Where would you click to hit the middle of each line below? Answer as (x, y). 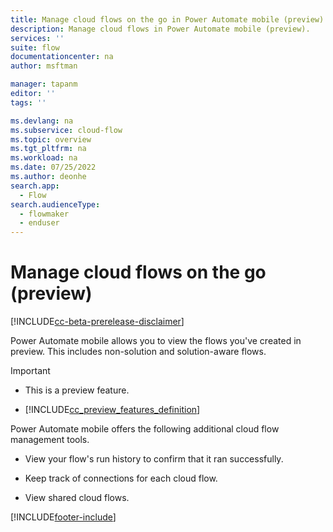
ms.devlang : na (42, 121)
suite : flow (35, 47)
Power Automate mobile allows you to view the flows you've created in (156, 341)
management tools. (50, 440)
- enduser (39, 223)
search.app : (35, 186)
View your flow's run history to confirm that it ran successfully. (154, 459)
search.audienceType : (55, 204)
